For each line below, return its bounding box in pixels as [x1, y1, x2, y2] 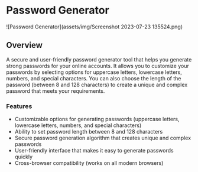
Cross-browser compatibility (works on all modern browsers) [14, 160, 164, 167]
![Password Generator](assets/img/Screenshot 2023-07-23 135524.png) [6, 23, 183, 30]
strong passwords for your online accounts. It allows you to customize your [6, 62, 189, 69]
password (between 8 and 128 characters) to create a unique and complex [6, 81, 188, 88]
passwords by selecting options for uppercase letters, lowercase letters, [6, 69, 182, 76]
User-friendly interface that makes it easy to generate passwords [14, 147, 174, 154]
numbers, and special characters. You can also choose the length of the [6, 74, 181, 82]
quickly [14, 153, 33, 160]
